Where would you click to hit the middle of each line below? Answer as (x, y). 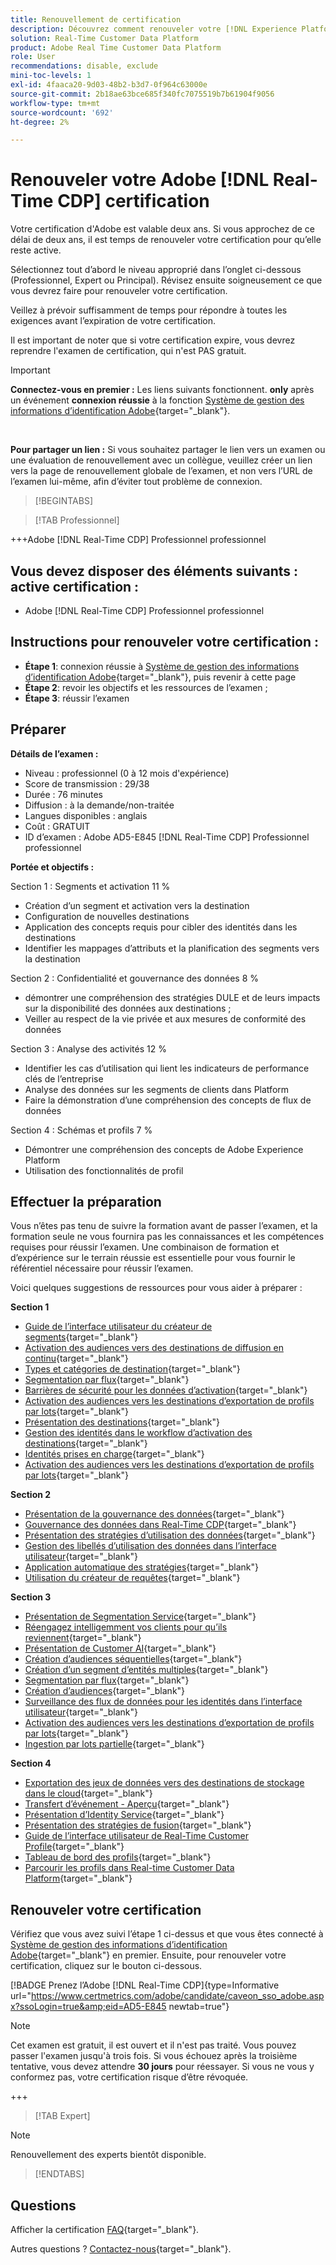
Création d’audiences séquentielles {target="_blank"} (133, 1659)
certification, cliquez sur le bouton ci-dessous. (106, 1966)
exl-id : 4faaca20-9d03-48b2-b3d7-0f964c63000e (109, 85)
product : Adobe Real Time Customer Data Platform (116, 47)
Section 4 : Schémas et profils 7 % (81, 1130)
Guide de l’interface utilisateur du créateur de (118, 1327)
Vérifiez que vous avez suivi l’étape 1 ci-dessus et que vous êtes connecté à (167, 1934)
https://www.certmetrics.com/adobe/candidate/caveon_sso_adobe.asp (177, 1996)
